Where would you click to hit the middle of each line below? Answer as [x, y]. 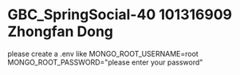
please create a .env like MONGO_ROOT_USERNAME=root [103, 53]
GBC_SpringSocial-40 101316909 [120, 15]
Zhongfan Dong [60, 32]
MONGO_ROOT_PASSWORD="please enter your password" [105, 62]
